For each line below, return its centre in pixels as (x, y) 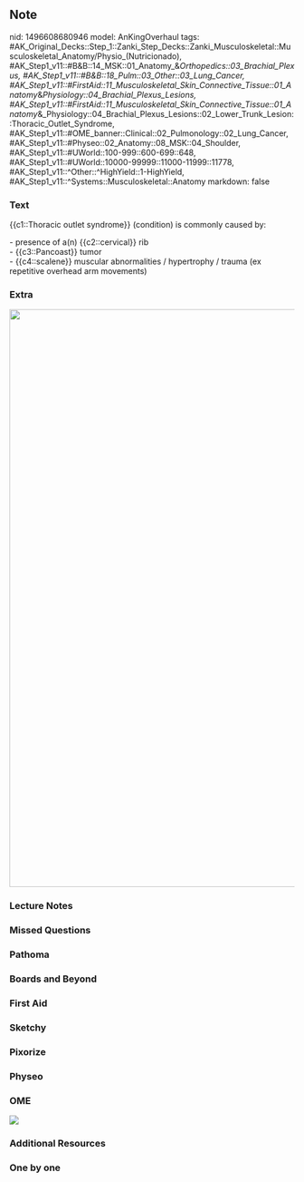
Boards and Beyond (53, 979)
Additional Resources (57, 1143)
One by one (35, 1167)
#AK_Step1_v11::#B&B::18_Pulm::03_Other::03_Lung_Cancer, (133, 75)
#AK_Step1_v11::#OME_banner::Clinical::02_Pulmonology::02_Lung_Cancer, (149, 133)
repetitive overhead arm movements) (78, 271)
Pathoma (29, 954)
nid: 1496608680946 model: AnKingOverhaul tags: (104, 36)
